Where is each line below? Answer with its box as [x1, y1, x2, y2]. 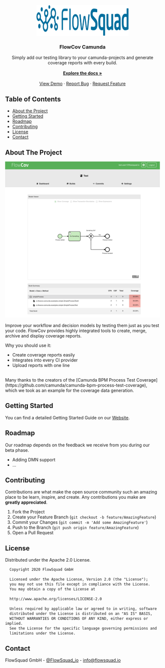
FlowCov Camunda [59, 43, 106, 50]
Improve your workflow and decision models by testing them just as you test [5, 322, 160, 328]
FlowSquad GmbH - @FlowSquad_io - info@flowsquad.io [5, 657, 121, 663]
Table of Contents [5, 95, 61, 103]
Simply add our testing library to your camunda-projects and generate [11, 54, 154, 61]
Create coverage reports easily [12, 352, 75, 358]
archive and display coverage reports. [5, 333, 82, 338]
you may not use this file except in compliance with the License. [9, 582, 151, 587]
